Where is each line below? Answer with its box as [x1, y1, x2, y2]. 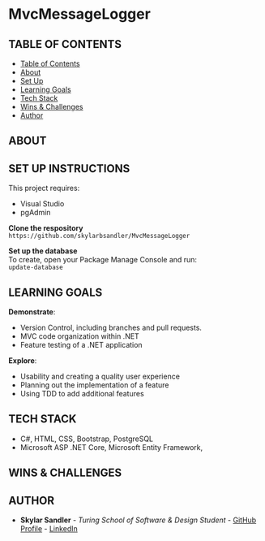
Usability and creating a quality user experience [19, 371, 181, 382]
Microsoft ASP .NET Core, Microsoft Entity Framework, [19, 442, 203, 452]
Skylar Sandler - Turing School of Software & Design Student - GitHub [19, 515, 257, 525]
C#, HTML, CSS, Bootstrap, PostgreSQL [19, 434, 154, 444]
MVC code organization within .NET [19, 331, 139, 341]
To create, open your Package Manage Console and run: [8, 255, 197, 265]
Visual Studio [19, 199, 65, 209]
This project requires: [8, 184, 80, 193]
